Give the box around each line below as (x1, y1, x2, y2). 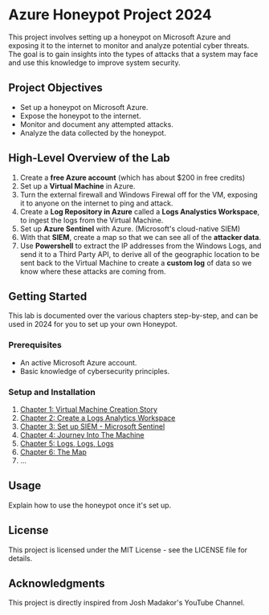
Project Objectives (8, 81, 103, 95)
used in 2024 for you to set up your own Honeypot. (8, 320, 178, 329)
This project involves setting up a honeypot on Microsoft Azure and (8, 32, 231, 42)
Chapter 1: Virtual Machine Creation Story (19, 404, 158, 414)
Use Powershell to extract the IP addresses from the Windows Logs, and (19, 241, 262, 250)
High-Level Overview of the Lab (8, 151, 170, 165)
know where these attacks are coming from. (19, 267, 166, 276)
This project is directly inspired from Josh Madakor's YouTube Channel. (8, 598, 245, 608)
